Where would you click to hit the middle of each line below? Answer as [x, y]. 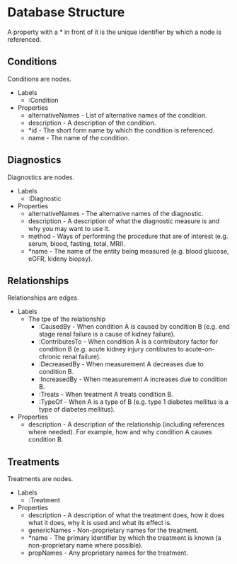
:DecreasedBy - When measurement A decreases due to [121, 364]
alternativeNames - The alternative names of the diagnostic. [116, 213]
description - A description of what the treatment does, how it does [126, 515]
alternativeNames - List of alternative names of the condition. [117, 115]
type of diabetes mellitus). [77, 410]
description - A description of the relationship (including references [126, 424]
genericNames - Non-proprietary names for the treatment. [113, 530]
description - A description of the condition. [92, 123]
